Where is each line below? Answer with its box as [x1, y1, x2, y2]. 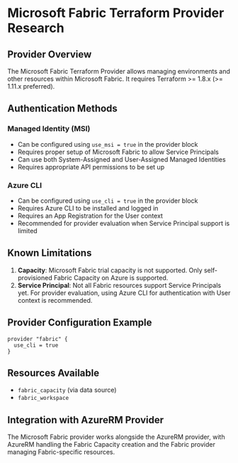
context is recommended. [17, 296, 93, 304]
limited [17, 226, 38, 235]
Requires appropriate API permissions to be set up [17, 162, 165, 171]
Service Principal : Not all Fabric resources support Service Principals [17, 281, 222, 289]
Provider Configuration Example [7, 317, 152, 329]
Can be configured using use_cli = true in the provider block [17, 196, 198, 205]
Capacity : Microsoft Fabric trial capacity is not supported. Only [17, 266, 203, 274]
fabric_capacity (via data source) [17, 386, 117, 394]
